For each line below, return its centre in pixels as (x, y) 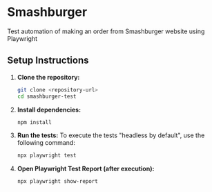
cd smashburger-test (47, 96)
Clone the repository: (48, 77)
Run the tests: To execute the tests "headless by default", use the (111, 135)
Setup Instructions (48, 61)
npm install (34, 122)
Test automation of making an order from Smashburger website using (106, 31)
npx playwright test (47, 156)
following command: (46, 143)
